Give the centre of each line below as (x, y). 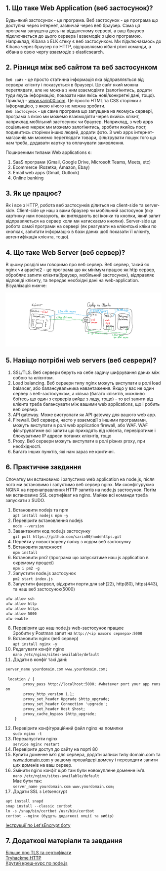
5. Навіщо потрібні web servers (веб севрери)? (81, 360)
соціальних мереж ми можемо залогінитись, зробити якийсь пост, (76, 127)
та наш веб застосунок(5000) (44, 589)
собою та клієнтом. (33, 377)
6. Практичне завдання (43, 467)
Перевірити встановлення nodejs (48, 520)
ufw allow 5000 (21, 614)
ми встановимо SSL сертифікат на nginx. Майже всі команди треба (77, 495)
